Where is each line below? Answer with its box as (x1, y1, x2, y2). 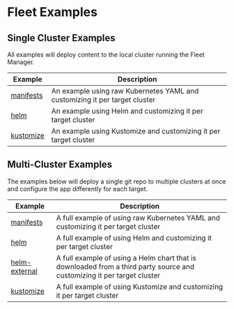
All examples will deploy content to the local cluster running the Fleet (7, 50, 205, 59)
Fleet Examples (7, 4, 97, 20)
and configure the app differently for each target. (7, 184, 148, 193)
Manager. (7, 58, 35, 66)
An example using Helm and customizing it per (51, 106, 203, 116)
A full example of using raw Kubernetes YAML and (56, 213, 221, 223)
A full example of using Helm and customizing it (56, 233, 212, 243)
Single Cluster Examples (7, 32, 116, 44)
